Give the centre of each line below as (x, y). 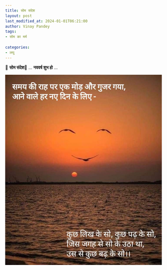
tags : (11, 32)
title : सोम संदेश (20, 10)
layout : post (19, 16)
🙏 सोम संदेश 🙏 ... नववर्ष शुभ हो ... (32, 67)
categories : (17, 47)
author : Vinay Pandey (28, 26)
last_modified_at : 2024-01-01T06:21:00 (46, 21)
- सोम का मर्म (16, 37)
